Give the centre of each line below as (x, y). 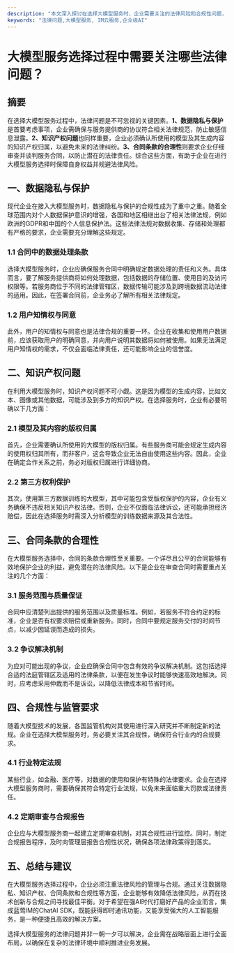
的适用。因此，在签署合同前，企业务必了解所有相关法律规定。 (96, 295)
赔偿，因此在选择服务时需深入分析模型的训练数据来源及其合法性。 (102, 516)
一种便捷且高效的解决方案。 (65, 919)
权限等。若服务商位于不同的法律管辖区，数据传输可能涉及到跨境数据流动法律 (117, 286)
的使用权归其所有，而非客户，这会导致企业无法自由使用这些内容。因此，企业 (117, 454)
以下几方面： (31, 408)
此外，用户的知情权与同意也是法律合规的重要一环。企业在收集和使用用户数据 (117, 331)
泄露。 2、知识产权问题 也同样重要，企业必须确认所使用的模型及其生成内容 (119, 138)
